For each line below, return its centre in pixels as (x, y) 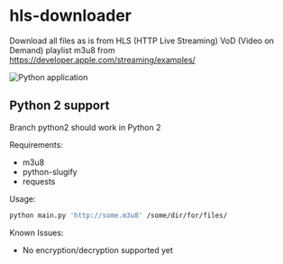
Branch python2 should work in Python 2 (85, 127)
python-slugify (50, 171)
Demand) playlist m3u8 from (62, 50)
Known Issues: (37, 232)
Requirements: (36, 144)
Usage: (23, 198)
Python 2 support (59, 106)
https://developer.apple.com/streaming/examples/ (102, 59)
